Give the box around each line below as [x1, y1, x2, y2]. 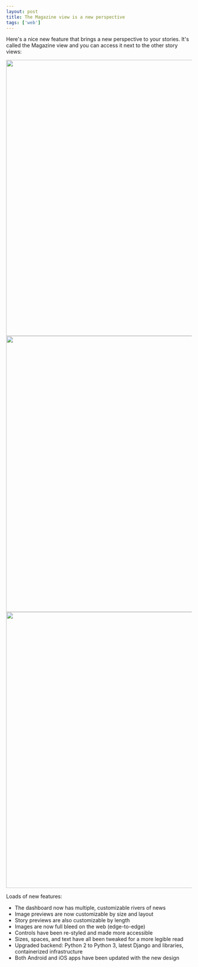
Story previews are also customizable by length [14, 917, 130, 924]
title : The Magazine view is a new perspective [6, 14, 126, 20]
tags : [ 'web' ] [6, 19, 41, 25]
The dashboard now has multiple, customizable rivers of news [14, 905, 166, 912]
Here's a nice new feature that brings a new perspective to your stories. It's [6, 36, 190, 43]
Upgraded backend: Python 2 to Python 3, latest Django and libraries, [14, 942, 184, 949]
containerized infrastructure [14, 948, 83, 955]
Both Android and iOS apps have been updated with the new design [14, 955, 180, 962]
